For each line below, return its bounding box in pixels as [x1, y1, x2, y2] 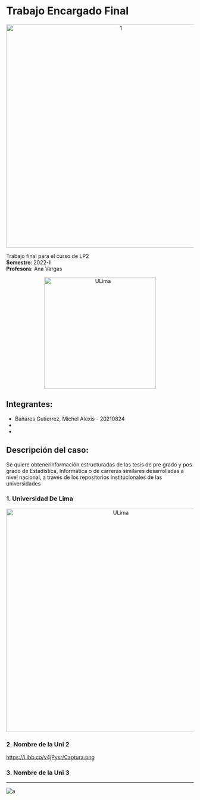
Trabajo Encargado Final [6, 4, 129, 18]
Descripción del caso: [6, 445, 89, 455]
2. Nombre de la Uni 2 [6, 740, 70, 748]
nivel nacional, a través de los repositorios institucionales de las [6, 474, 162, 481]
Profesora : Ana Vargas [6, 265, 62, 272]
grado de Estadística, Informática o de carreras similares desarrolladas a [6, 467, 185, 474]
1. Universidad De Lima [6, 494, 73, 503]
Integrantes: [6, 399, 53, 409]
